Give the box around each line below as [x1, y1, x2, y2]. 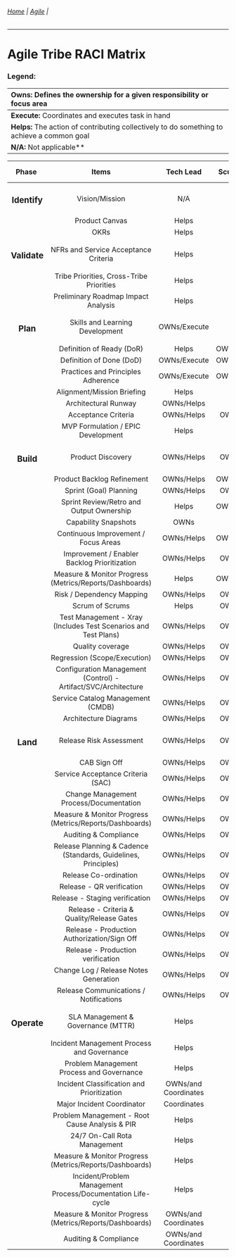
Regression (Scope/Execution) [50, 653, 152, 663]
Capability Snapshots [65, 518, 137, 527]
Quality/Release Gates [64, 913, 138, 923]
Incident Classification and [57, 1079, 145, 1089]
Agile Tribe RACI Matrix [7, 46, 146, 63]
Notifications [79, 994, 123, 1004]
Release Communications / [57, 986, 145, 996]
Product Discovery [70, 452, 132, 462]
